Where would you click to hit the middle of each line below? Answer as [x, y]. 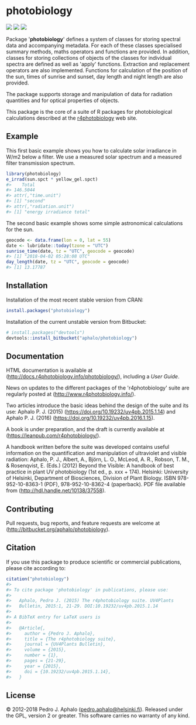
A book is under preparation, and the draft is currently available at [85, 429]
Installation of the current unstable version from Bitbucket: [76, 321]
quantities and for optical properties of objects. [63, 100]
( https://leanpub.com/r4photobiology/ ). [53, 436]
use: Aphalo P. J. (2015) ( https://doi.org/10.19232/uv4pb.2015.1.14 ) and [91, 412]
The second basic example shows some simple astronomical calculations [94, 223]
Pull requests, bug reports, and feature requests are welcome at [83, 523]
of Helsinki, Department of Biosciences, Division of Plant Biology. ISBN [91, 478]
